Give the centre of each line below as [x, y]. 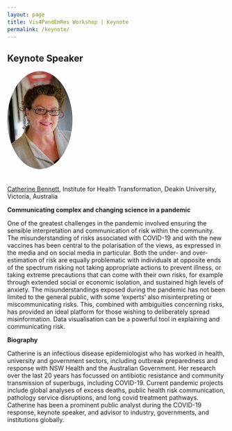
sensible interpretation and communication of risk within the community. [110, 230]
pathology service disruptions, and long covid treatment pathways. [103, 397]
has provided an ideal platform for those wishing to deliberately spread [108, 312]
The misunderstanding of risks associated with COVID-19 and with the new [115, 238]
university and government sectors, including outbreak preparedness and [113, 360]
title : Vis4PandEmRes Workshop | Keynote [68, 22]
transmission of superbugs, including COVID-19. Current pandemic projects [115, 382]
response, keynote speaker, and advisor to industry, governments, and [108, 412]
